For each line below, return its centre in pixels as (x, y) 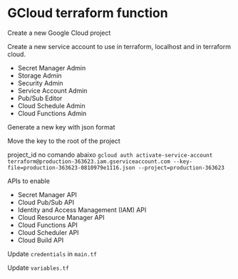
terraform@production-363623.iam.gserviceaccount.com (89, 162)
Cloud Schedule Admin (51, 105)
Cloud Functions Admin (52, 113)
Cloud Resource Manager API (61, 217)
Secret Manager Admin (52, 68)
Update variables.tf (38, 268)
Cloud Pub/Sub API (46, 202)
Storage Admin (40, 75)
